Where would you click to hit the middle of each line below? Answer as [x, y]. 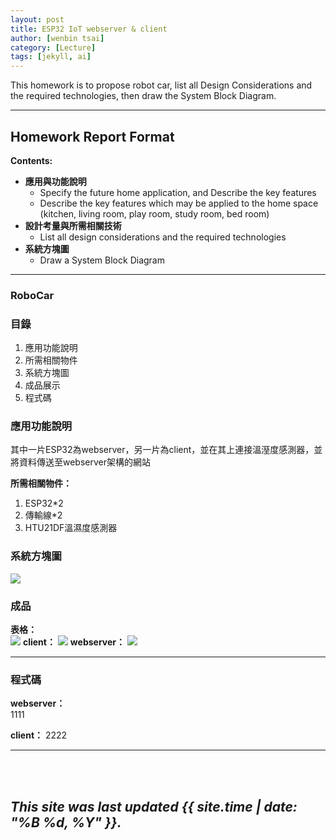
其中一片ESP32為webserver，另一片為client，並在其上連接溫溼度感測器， [162, 450]
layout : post [37, 19]
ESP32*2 [44, 503]
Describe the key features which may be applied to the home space [179, 203]
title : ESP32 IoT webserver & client [89, 29]
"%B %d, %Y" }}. [66, 822]
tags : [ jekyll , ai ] [51, 57]
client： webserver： [73, 642]
